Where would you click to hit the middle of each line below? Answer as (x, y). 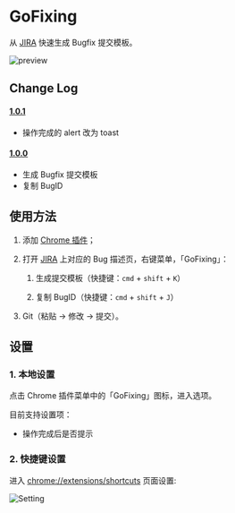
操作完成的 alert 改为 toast (70, 133)
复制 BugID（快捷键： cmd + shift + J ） (107, 296)
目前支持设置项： (41, 415)
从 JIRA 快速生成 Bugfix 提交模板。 (73, 42)
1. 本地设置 (32, 374)
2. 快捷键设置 (38, 459)
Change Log (44, 88)
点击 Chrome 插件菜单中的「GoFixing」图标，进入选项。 (113, 396)
